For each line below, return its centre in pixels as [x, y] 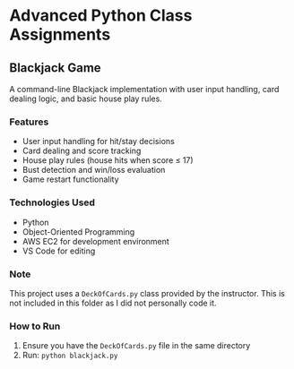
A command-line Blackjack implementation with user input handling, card [144, 89]
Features [29, 122]
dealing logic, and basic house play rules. [86, 99]
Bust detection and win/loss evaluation [94, 170]
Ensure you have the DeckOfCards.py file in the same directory [136, 346]
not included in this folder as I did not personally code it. [113, 303]
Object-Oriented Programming [78, 232]
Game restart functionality [70, 179]
